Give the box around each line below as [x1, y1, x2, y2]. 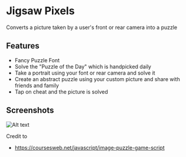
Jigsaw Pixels [6, 4, 75, 18]
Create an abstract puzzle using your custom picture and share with [14, 75, 180, 82]
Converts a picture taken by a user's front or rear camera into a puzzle [6, 24, 178, 31]
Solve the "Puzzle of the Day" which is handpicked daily [14, 63, 152, 70]
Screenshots [6, 105, 54, 116]
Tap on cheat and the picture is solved [14, 88, 108, 95]
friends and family [14, 82, 59, 89]
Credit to [6, 132, 28, 140]
